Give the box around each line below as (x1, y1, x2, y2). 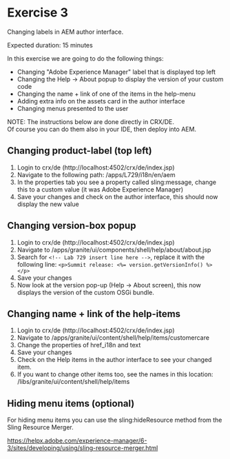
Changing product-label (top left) (7, 145, 153, 156)
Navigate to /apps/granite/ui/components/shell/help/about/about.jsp (17, 245, 211, 254)
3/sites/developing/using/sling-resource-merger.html (7, 444, 158, 452)
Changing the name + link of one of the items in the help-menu (17, 90, 196, 98)
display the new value (17, 200, 79, 208)
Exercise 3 (7, 5, 69, 21)
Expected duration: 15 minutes (7, 41, 93, 49)
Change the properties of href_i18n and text (17, 341, 141, 349)
